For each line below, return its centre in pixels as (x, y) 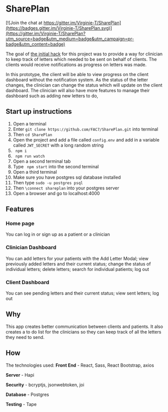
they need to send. (25, 337)
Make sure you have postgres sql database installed (67, 177)
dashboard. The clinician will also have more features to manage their (78, 90)
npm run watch (30, 156)
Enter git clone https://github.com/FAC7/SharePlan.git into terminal (86, 129)
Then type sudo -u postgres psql (48, 182)
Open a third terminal (35, 172)
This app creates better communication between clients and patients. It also (84, 326)
